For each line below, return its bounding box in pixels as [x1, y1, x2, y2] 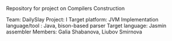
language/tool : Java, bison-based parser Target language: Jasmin [6, 23, 167, 29]
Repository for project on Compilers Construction [6, 5, 125, 12]
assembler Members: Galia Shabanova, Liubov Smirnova [6, 28, 142, 35]
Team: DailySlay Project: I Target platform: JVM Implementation [6, 16, 159, 23]
